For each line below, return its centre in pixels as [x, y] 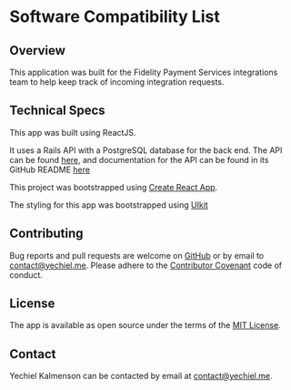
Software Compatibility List [115, 17]
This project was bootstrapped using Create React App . [114, 187]
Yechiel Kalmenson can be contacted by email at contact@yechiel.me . [141, 376]
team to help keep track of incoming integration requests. [117, 82]
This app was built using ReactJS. [73, 132]
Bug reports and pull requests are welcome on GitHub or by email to [137, 255]
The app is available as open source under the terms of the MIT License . [145, 325]
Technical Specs [58, 111]
